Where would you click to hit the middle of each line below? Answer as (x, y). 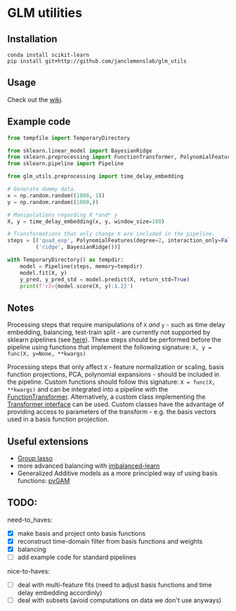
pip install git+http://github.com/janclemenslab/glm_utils (97, 61)
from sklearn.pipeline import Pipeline (66, 164)
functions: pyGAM (44, 481)
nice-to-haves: (29, 572)
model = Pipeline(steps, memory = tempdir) (81, 266)
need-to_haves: (30, 520)
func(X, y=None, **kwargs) (47, 354)
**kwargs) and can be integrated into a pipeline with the (88, 390)
